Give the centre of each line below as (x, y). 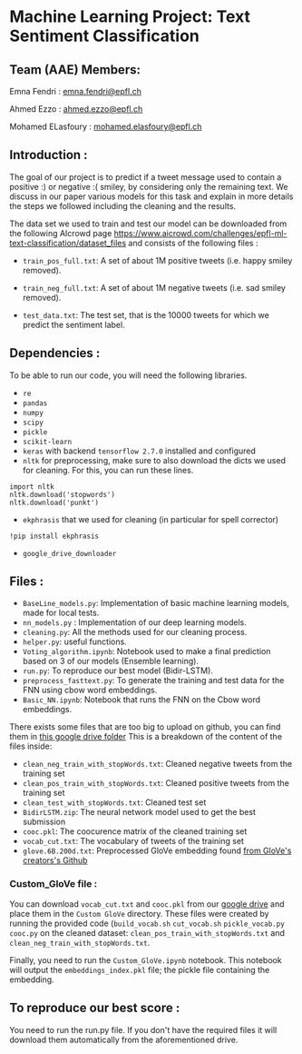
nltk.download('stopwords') (63, 494)
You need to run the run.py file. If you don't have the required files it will (143, 1029)
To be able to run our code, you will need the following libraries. (128, 375)
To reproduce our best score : (95, 1008)
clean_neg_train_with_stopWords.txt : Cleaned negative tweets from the (157, 764)
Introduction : (49, 155)
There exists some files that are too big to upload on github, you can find (145, 727)
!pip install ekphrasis (54, 536)
